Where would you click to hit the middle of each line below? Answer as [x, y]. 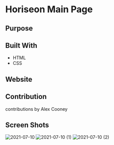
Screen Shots [27, 125]
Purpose [19, 28]
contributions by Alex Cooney [37, 109]
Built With [21, 45]
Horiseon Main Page [49, 9]
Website [19, 79]
